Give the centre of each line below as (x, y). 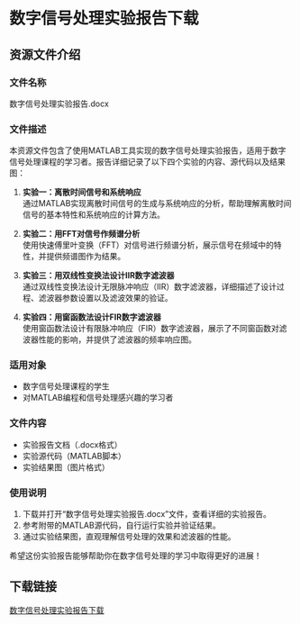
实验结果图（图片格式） (66, 467)
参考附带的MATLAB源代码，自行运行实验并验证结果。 (121, 525)
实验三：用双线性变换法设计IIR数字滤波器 (98, 276)
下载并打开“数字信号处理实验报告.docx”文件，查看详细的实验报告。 (147, 514)
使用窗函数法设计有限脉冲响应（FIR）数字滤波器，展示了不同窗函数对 (150, 329)
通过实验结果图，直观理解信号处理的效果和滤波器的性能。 (129, 537)
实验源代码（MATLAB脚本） (74, 456)
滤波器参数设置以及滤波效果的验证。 (105, 298)
